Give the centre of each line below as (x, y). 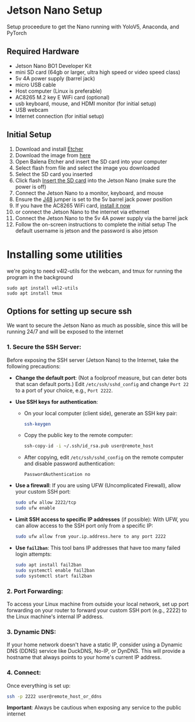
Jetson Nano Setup (54, 10)
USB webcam (32, 109)
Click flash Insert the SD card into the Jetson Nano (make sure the (95, 180)
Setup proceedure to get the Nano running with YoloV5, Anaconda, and (93, 27)
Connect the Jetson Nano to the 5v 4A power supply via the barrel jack (101, 218)
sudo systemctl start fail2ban (54, 576)
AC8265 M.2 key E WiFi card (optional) (62, 97)
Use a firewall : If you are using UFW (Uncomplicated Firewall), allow (98, 485)
